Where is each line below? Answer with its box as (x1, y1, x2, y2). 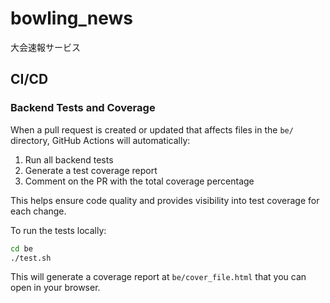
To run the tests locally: (10, 224, 107, 236)
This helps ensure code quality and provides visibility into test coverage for (10, 194, 320, 206)
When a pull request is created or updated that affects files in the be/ (10, 123, 294, 136)
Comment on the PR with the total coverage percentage (24, 175, 255, 187)
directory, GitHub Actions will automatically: (10, 134, 191, 146)
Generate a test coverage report (24, 164, 158, 176)
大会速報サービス (10, 41, 81, 53)
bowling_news (10, 7, 134, 30)
